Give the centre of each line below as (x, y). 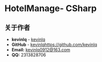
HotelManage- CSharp (51, 8)
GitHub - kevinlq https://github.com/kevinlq (54, 45)
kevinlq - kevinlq (28, 39)
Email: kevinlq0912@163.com (41, 50)
